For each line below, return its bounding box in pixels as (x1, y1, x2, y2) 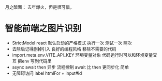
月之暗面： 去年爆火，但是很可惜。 (5, 4, 74, 10)
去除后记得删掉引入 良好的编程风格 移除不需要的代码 (12, 46, 117, 52)
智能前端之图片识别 (5, 23, 82, 34)
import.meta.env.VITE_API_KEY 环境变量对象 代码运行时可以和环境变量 (12, 52, 153, 58)
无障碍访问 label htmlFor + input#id (12, 70, 82, 76)
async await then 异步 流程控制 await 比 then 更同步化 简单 (12, 64, 129, 70)
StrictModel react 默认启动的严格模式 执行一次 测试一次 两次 (12, 40, 132, 46)
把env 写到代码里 (17, 58, 52, 64)
